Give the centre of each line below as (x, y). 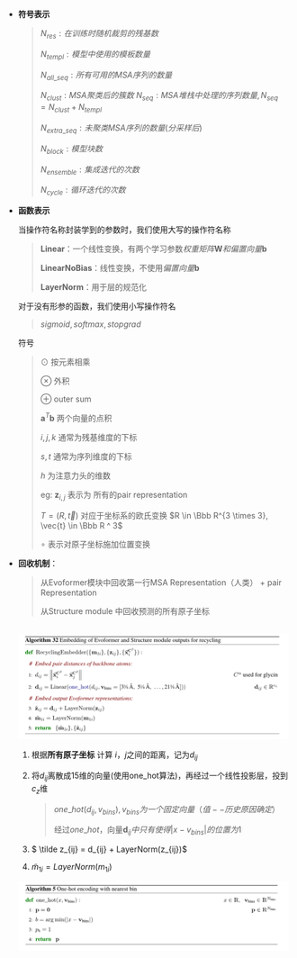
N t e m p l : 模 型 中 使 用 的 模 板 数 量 (95, 55)
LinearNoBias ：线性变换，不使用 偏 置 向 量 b (120, 268)
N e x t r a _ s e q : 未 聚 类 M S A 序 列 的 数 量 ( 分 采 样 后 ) (121, 128)
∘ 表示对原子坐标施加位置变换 (95, 544)
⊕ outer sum (66, 399)
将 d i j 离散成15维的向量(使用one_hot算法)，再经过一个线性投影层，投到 (160, 776)
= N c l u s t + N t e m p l (71, 108)
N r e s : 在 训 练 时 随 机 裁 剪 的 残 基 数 (99, 34)
